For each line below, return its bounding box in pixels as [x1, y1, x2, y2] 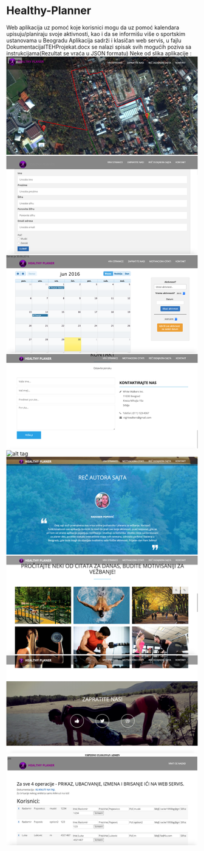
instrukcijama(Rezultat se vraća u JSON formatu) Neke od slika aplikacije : [6, 49, 192, 57]
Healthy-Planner [6, 4, 92, 18]
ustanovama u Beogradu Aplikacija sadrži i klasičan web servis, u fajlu [6, 37, 182, 44]
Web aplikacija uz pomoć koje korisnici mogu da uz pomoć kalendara [6, 24, 180, 31]
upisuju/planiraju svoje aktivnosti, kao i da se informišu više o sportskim [6, 30, 186, 37]
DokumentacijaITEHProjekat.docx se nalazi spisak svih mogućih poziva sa [6, 43, 192, 51]
